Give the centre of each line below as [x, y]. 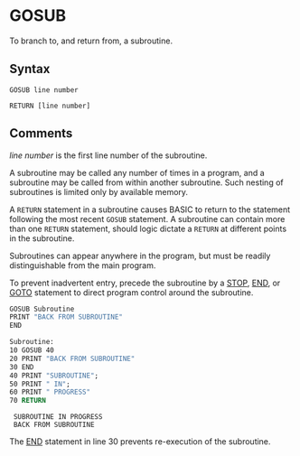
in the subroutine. [42, 238]
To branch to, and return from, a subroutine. [91, 41]
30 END [22, 367]
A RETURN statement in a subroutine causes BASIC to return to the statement [150, 209]
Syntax [30, 69]
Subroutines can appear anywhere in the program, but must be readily [140, 256]
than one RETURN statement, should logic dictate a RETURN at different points [148, 228]
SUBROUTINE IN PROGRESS [58, 417]
